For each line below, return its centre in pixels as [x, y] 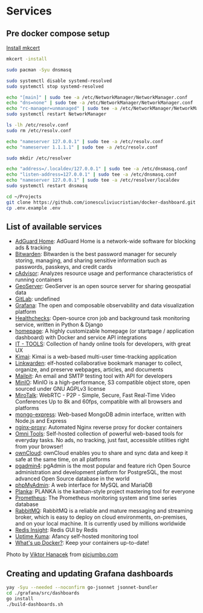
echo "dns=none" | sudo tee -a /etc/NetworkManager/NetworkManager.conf [100, 103]
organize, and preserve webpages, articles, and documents [89, 370]
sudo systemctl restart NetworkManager [56, 114]
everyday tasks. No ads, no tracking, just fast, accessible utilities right [102, 440]
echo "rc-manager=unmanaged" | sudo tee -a [62, 109]
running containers [38, 280]
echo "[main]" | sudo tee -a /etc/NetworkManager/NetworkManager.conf [97, 97]
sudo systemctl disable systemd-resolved [59, 81]
